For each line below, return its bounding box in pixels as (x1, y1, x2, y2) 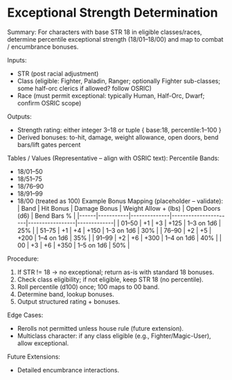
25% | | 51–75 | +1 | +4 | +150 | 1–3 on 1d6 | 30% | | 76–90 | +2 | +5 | (17, 226, 212, 234)
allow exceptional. (17, 338, 69, 347)
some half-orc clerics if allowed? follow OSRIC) (17, 84, 152, 92)
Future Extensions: (7, 352, 61, 361)
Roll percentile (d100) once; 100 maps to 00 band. (17, 282, 160, 291)
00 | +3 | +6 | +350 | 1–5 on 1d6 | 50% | (17, 241, 130, 249)
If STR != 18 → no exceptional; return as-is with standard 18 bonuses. (17, 268, 215, 276)
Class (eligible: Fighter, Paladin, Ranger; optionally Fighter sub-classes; (17, 76, 220, 85)
